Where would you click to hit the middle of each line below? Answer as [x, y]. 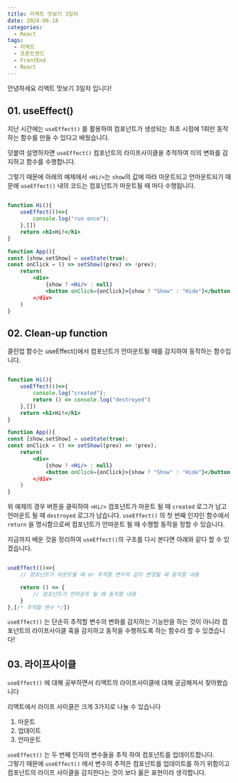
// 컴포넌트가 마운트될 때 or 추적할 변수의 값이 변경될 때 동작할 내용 [110, 574]
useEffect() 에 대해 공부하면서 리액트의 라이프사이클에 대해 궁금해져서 [106, 683]
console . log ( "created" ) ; [70, 393]
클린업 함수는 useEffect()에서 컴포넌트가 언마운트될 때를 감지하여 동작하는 [110, 351]
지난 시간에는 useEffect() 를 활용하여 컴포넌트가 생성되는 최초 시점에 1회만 [111, 129]
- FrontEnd [30, 61]
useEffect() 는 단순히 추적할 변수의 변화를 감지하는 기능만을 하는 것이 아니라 [114, 622]
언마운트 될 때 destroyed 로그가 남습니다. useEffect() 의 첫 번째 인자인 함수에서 [118, 515]
